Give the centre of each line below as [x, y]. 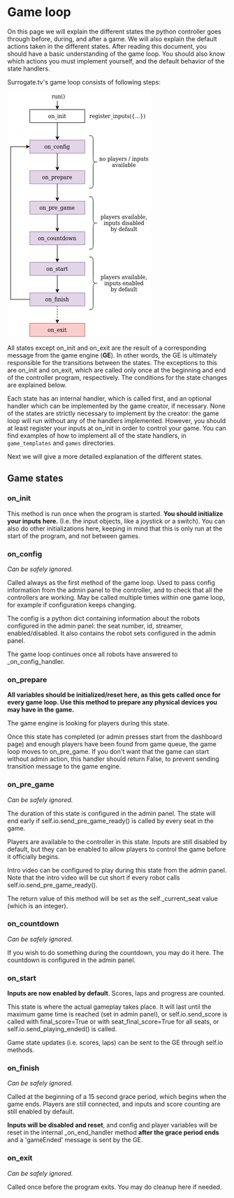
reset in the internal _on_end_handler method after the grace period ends [113, 1132]
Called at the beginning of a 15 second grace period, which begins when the [117, 1097]
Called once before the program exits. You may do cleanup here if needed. [115, 1187]
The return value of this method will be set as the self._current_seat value [112, 898]
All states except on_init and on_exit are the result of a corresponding [107, 348]
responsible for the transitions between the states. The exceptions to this [112, 362]
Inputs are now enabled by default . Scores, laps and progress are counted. [116, 993]
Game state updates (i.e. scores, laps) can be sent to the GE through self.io [115, 1043]
